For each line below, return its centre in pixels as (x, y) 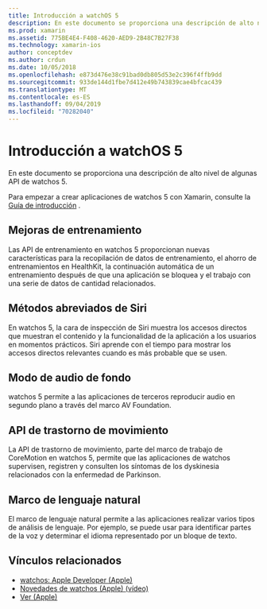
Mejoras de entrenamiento (75, 230)
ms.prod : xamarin (37, 30)
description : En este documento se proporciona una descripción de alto (131, 23)
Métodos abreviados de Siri (77, 308)
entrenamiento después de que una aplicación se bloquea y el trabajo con (130, 274)
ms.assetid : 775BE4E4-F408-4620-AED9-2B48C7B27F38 (94, 38)
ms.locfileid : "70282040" (51, 112)
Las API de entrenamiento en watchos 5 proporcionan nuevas (109, 249)
